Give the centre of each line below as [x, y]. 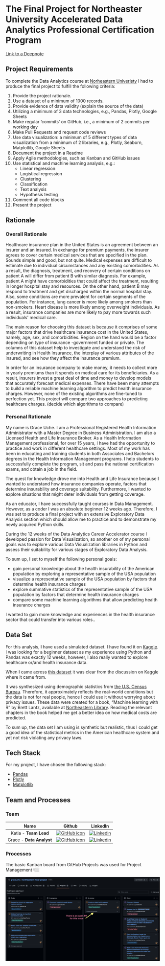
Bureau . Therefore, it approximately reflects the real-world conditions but [79, 691]
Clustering [30, 179]
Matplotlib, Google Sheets [39, 147]
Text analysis [33, 189]
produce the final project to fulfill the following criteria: [60, 86]
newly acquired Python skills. [35, 524]
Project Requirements [39, 69]
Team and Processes [38, 800]
